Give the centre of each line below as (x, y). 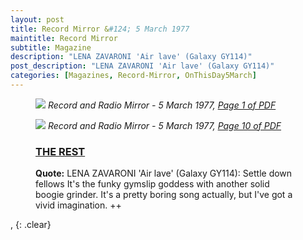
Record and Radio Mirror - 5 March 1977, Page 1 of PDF (162, 105)
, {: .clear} (31, 225)
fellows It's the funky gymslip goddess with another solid (152, 184)
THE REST (60, 151)
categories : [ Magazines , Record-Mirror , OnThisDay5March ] (133, 76)
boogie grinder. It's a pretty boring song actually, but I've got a (164, 195)
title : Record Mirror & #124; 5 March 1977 (100, 29)
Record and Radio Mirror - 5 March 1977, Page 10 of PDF (164, 125)
